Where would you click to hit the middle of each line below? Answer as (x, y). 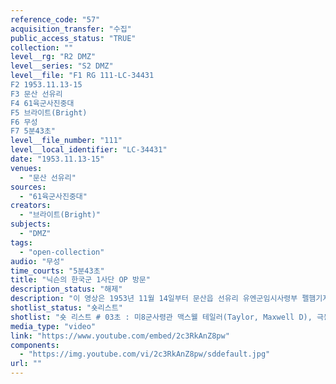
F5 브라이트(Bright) (49, 112)
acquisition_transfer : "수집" (71, 29)
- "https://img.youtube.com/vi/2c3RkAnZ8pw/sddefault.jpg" (145, 354)
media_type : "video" (53, 326)
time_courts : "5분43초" (57, 271)
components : (35, 345)
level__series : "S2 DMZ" (62, 66)
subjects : (31, 224)
